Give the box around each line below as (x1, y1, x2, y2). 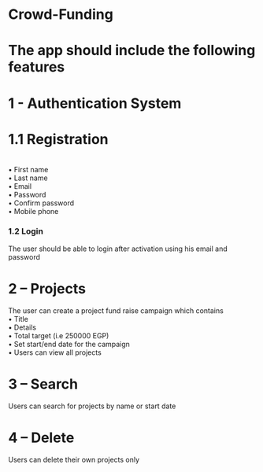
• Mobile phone (8, 206, 59, 216)
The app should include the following (8, 42, 256, 60)
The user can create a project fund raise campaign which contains (8, 305, 224, 315)
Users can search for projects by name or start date (8, 401, 176, 411)
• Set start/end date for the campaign (8, 339, 130, 348)
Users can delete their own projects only (8, 455, 140, 464)
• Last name (8, 173, 49, 183)
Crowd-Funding (8, 6, 114, 24)
